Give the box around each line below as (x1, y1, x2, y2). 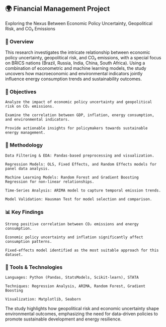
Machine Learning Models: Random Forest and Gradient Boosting (5, 174, 139, 180)
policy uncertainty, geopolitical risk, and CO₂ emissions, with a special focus (5, 55, 162, 61)
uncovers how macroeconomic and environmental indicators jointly (5, 71, 143, 77)
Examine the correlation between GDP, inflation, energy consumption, (5, 113, 155, 118)
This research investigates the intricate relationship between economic (5, 49, 151, 55)
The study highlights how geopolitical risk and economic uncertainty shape (5, 306, 159, 312)
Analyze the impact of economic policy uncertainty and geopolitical (5, 100, 153, 105)
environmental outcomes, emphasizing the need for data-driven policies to (5, 311, 158, 317)
